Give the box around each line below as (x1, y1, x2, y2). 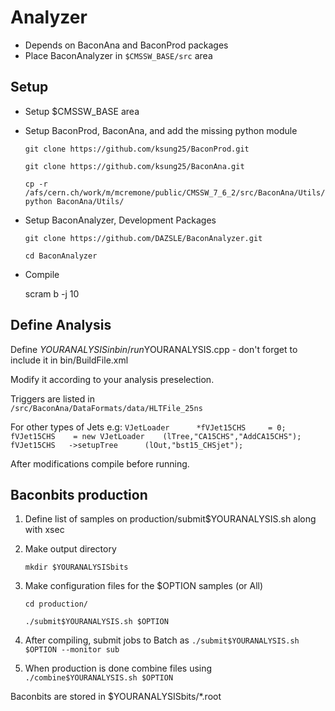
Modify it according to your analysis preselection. (10, 373, 215, 385)
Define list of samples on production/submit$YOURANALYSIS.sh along (24, 513, 317, 525)
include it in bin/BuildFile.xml (10, 354, 129, 366)
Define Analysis (10, 317, 112, 334)
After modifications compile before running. (10, 457, 190, 470)
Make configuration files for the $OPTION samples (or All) (24, 580, 264, 592)
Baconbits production (10, 486, 148, 503)
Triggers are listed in (10, 392, 95, 405)
